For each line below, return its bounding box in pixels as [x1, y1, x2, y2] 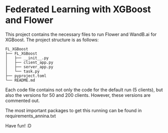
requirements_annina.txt [5, 113, 56, 119]
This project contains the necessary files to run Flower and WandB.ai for [5, 31, 157, 37]
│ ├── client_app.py [5, 60, 53, 65]
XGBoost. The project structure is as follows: [5, 37, 99, 43]
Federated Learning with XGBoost [5, 4, 151, 15]
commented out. [5, 97, 40, 103]
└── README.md [5, 77, 36, 83]
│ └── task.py [5, 69, 40, 74]
